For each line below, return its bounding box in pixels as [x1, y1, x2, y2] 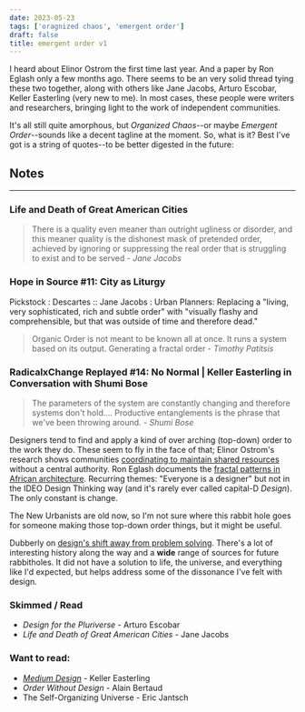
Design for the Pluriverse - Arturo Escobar [22, 619, 181, 630]
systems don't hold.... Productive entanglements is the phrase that [31, 406, 280, 418]
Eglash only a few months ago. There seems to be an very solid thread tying [9, 74, 294, 85]
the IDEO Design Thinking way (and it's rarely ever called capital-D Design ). [9, 483, 292, 494]
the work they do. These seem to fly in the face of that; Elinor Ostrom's [9, 444, 275, 455]
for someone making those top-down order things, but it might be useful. [9, 519, 282, 530]
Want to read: [9, 652, 71, 665]
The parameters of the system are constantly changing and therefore [31, 397, 290, 408]
